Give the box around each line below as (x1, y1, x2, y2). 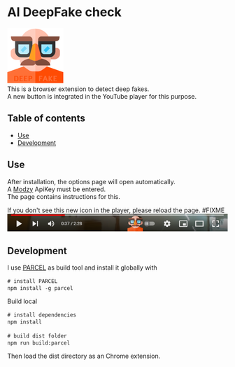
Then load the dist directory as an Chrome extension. (7, 352, 161, 361)
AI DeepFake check (7, 4, 122, 20)
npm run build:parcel (7, 340, 71, 347)
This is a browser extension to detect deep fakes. (7, 85, 150, 93)
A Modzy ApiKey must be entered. (7, 185, 106, 193)
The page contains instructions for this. (7, 192, 121, 200)
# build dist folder (7, 333, 68, 340)
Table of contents (7, 113, 85, 125)
